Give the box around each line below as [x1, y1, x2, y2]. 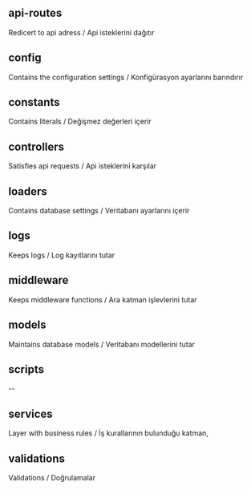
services [8, 407, 54, 420]
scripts [8, 362, 44, 376]
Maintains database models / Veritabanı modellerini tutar [8, 339, 195, 349]
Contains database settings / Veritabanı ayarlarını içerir [8, 206, 190, 216]
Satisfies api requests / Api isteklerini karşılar [8, 161, 157, 171]
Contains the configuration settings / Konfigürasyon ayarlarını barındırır [8, 72, 244, 82]
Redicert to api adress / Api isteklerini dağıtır [8, 27, 155, 37]
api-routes [8, 6, 63, 20]
